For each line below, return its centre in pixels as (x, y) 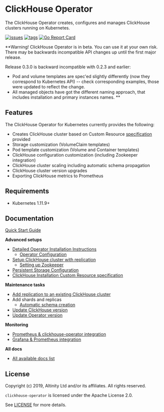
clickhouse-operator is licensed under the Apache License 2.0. (69, 395)
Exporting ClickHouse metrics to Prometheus (58, 176)
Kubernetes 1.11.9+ (31, 203)
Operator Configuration (43, 254)
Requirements (27, 191)
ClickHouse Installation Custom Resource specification (68, 275)
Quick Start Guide (23, 230)
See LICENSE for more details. (36, 405)
